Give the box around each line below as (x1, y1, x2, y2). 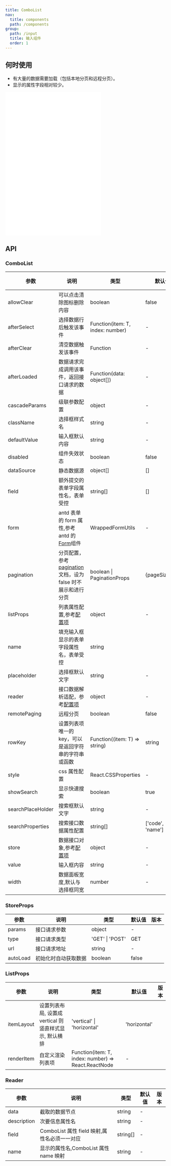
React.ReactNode (71, 1061, 113, 1068)
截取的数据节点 (40, 1108, 76, 1116)
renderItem (8, 1055, 35, 1062)
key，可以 (58, 735, 82, 743)
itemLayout (8, 1020, 35, 1027)
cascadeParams (8, 402, 47, 409)
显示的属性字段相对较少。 (12, 82, 67, 88)
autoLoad (8, 954, 31, 961)
